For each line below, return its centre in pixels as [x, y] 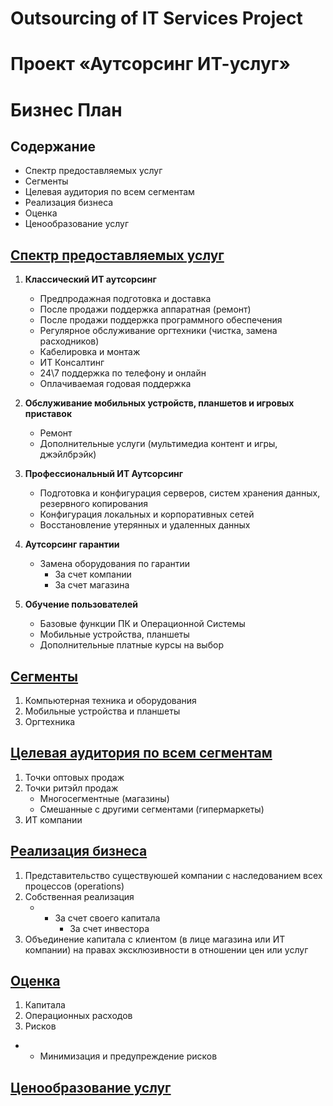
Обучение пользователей [81, 604]
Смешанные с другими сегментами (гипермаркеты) [152, 809]
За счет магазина [92, 585]
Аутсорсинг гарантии [72, 544]
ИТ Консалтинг [72, 363]
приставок [48, 414]
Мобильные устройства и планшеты [102, 711]
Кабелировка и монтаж [90, 352]
